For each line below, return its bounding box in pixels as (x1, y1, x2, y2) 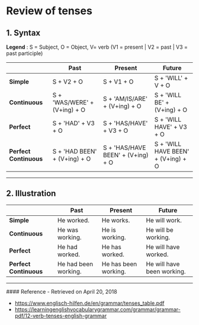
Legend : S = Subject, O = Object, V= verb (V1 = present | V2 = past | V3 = (6, 43, 188, 50)
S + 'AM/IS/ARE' (102, 95, 148, 103)
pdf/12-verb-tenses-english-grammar (14, 312, 107, 319)
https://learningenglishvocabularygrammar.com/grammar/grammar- (14, 305, 181, 313)
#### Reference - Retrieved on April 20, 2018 (6, 288, 117, 295)
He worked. (57, 216, 90, 224)
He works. (101, 216, 130, 224)
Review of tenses (6, 4, 93, 18)
